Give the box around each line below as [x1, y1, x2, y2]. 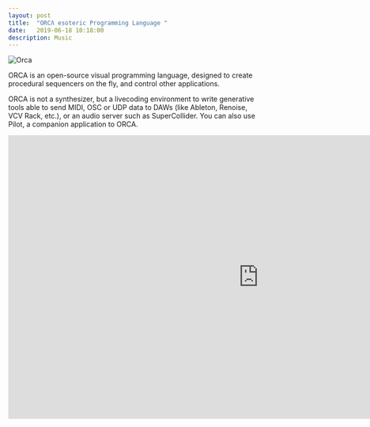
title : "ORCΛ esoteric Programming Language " [8, 19, 168, 27]
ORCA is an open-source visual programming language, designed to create [8, 70, 253, 80]
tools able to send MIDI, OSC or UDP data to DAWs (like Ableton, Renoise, [8, 103, 247, 112]
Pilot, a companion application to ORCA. [8, 119, 138, 129]
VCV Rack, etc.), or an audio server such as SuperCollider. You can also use [8, 111, 255, 121]
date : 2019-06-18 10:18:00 [8, 26, 104, 34]
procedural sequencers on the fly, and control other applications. [8, 79, 220, 89]
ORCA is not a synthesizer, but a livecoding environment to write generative [8, 94, 255, 104]
